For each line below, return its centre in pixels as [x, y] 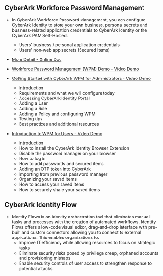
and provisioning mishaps [45, 258]
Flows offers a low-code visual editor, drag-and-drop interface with [79, 227]
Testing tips [31, 118]
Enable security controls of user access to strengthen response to [85, 263]
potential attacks [36, 268]
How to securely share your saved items [59, 189]
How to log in [32, 158]
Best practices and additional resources [59, 124]
